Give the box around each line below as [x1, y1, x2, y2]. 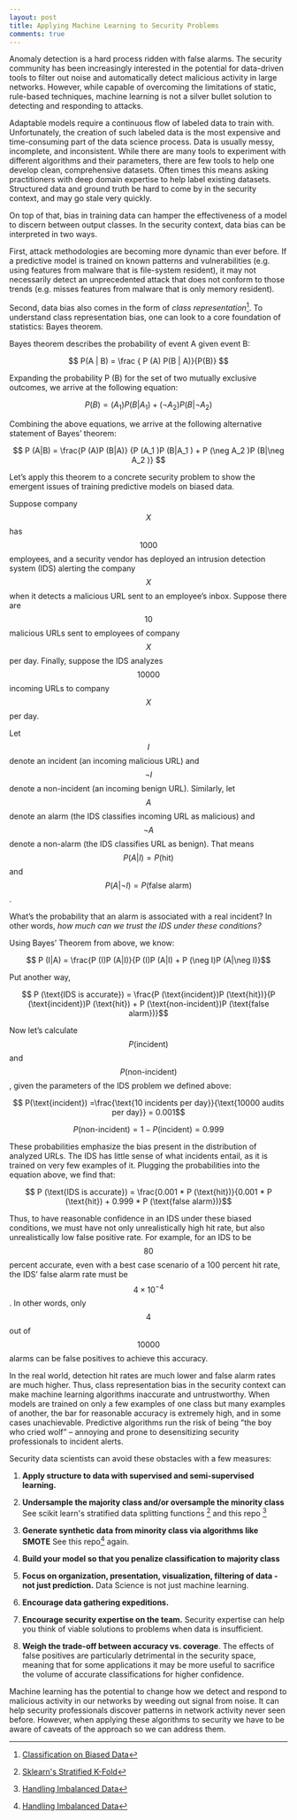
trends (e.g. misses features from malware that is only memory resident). [9, 284, 275, 295]
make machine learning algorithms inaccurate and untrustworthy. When [9, 1389, 270, 1400]
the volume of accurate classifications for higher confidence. [21, 1669, 245, 1679]
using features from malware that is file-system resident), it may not [9, 265, 256, 275]
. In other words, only [9, 1298, 87, 1308]
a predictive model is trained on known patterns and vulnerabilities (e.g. [9, 256, 270, 266]
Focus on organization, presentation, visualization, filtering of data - [21, 1570, 278, 1581]
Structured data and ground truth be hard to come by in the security [9, 183, 257, 195]
